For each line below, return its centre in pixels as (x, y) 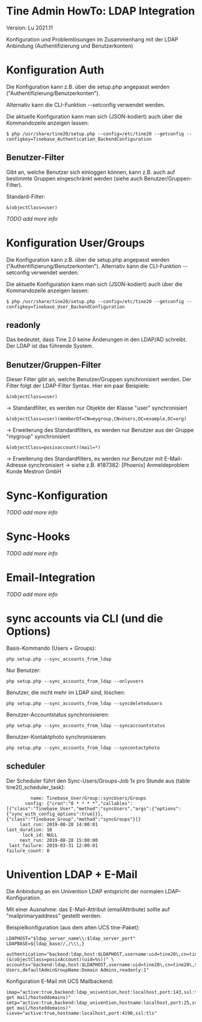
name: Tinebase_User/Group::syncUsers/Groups (88, 798)
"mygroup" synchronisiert (38, 437)
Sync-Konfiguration (57, 496)
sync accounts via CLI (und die (85, 619)
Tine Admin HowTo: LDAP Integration (101, 11)
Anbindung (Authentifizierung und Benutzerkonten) (70, 46)
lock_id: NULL (40, 835)
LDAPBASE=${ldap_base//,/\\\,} (45, 944)
